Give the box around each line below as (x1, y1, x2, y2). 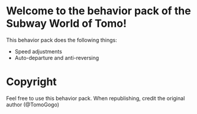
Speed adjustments (14, 47, 62, 55)
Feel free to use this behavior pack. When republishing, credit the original (6, 94, 185, 102)
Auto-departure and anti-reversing (14, 54, 99, 61)
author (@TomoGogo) (6, 101, 59, 108)
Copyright (6, 75, 57, 88)
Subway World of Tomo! (6, 17, 127, 30)
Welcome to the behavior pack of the (6, 4, 191, 18)
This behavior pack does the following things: (6, 36, 117, 43)
